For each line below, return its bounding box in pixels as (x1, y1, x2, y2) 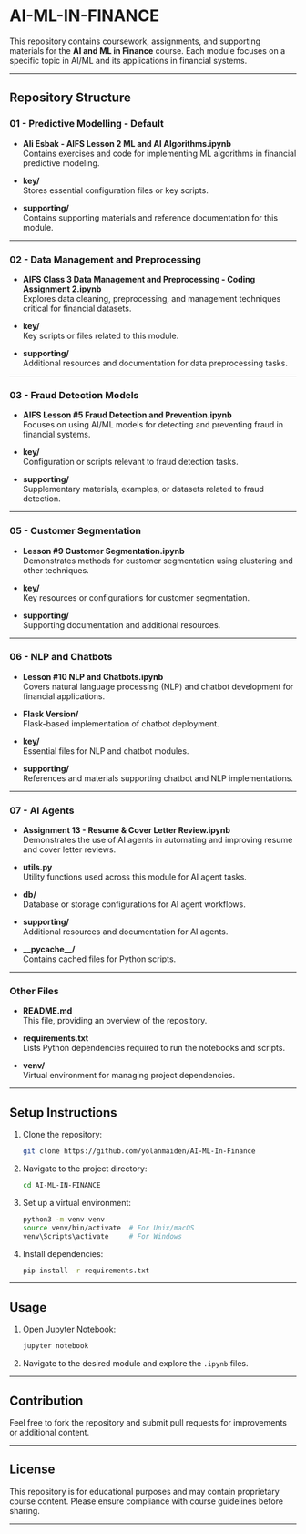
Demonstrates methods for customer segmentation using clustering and (22, 555, 293, 566)
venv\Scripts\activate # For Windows (22, 1231, 183, 1241)
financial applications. (22, 690, 106, 702)
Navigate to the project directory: (22, 1163, 148, 1174)
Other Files (9, 985, 59, 998)
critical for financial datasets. (22, 303, 132, 314)
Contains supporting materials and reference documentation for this (22, 211, 279, 223)
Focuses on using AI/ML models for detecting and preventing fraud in (22, 419, 284, 430)
